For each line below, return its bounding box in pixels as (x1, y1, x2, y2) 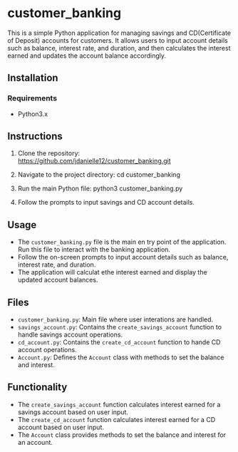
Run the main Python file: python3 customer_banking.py (17, 184, 183, 193)
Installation (7, 72, 58, 84)
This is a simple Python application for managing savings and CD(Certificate (7, 29, 232, 37)
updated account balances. (17, 276, 98, 284)
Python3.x (17, 109, 48, 118)
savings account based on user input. (17, 408, 129, 416)
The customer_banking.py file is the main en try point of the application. (17, 237, 227, 247)
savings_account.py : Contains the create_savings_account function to (17, 323, 222, 332)
